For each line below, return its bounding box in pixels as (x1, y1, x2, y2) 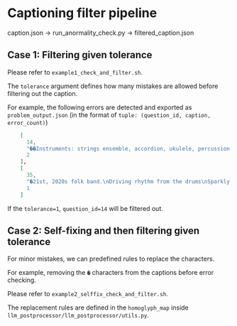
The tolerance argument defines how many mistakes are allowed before (7, 82, 219, 90)
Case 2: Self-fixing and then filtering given (7, 224, 200, 237)
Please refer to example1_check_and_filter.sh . (7, 67, 143, 76)
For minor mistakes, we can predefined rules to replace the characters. (7, 254, 215, 263)
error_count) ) (7, 118, 48, 126)
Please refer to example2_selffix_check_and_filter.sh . (7, 290, 168, 298)
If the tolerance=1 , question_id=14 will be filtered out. (7, 204, 163, 212)
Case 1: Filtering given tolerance (7, 49, 153, 61)
